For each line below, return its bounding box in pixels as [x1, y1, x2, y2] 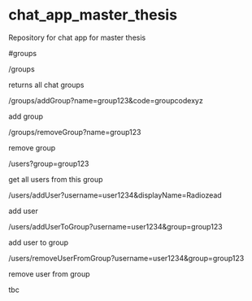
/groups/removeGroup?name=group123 [8, 127, 141, 137]
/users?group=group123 [8, 159, 89, 168]
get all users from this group [8, 174, 103, 184]
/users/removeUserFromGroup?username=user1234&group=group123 [8, 253, 245, 263]
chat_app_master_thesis [8, 6, 177, 24]
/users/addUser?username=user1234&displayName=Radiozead [8, 190, 222, 200]
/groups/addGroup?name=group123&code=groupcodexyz [8, 95, 203, 105]
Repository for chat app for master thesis [8, 33, 146, 42]
